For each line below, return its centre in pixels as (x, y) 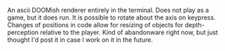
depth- (195, 25)
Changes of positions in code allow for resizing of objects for (95, 25)
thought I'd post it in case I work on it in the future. (80, 40)
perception (23, 32)
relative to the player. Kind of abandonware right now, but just (129, 32)
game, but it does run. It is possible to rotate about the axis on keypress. (111, 17)
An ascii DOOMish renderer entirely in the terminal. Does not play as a (108, 10)
